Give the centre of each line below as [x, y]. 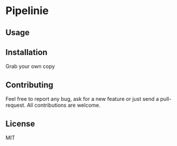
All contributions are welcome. [64, 105]
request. [16, 105]
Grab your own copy [30, 66]
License [20, 123]
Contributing [29, 85]
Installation [26, 52]
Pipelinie [27, 11]
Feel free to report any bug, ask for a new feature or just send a [82, 99]
